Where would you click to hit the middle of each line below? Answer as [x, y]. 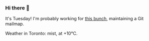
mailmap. [15, 24]
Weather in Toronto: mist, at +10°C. [41, 34]
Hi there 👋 [18, 8]
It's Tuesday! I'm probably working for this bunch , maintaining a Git [74, 19]
